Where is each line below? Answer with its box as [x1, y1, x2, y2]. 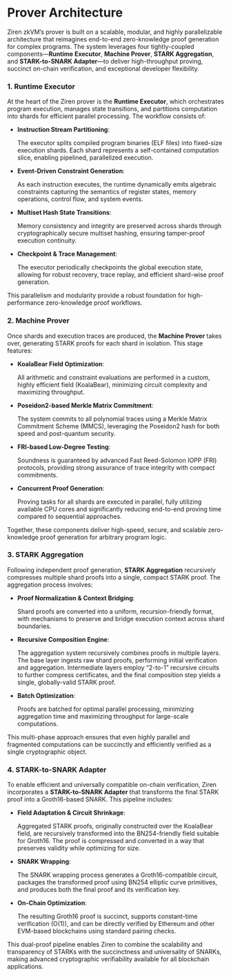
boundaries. [17, 622, 52, 630]
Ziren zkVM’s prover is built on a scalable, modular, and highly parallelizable [7, 28, 223, 36]
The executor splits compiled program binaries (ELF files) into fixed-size [17, 139, 223, 147]
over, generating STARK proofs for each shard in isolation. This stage [7, 339, 203, 347]
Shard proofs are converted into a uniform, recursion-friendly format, [17, 607, 214, 616]
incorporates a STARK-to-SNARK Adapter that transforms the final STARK [7, 788, 219, 796]
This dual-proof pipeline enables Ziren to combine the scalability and [7, 940, 203, 949]
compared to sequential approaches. [17, 512, 122, 520]
